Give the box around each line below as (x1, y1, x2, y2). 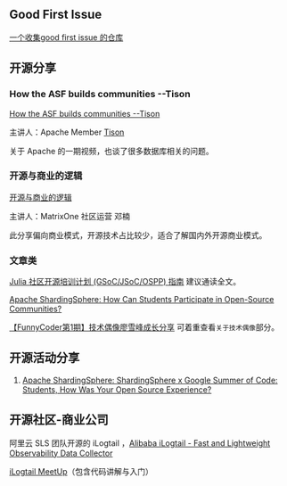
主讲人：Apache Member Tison (9, 127, 125, 137)
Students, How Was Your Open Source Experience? (21, 383, 212, 395)
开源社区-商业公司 (9, 412, 109, 427)
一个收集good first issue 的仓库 (9, 31, 124, 43)
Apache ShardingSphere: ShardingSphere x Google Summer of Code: (21, 375, 278, 385)
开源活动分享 (9, 350, 80, 366)
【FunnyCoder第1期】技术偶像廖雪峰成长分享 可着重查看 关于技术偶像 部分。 (9, 322, 279, 333)
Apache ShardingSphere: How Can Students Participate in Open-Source (9, 294, 275, 305)
